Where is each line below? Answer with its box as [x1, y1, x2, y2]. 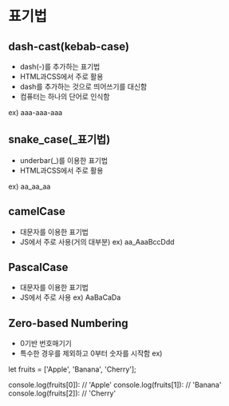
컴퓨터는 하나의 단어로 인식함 [19, 92, 110, 101]
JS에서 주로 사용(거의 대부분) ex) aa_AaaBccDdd [19, 237, 175, 246]
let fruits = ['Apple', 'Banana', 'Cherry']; [8, 364, 137, 374]
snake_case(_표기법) [8, 133, 111, 146]
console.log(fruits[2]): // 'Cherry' [8, 388, 116, 398]
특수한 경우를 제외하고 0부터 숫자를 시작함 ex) [19, 348, 163, 358]
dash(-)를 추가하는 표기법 [19, 62, 101, 71]
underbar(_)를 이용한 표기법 [19, 155, 109, 165]
